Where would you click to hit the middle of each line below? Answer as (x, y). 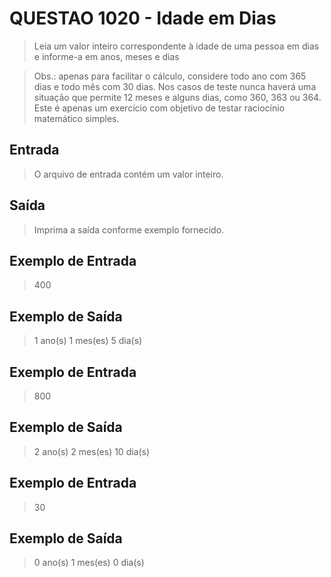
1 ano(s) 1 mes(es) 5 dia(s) (88, 341)
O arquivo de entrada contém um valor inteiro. (128, 174)
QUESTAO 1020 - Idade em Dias (143, 18)
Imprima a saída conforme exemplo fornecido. (129, 229)
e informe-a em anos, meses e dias (106, 56)
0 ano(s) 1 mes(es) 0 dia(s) (89, 563)
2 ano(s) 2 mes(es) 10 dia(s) (92, 451)
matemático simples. (76, 118)
